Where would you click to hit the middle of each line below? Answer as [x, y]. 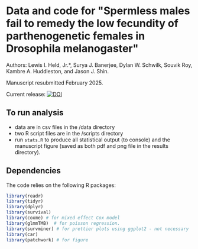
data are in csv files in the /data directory [65, 127]
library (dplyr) [25, 207]
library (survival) [29, 212]
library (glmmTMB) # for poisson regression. [63, 223]
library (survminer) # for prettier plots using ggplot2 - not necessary [98, 229]
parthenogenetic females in [76, 36]
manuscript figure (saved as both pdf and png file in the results [91, 145]
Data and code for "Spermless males [98, 11]
